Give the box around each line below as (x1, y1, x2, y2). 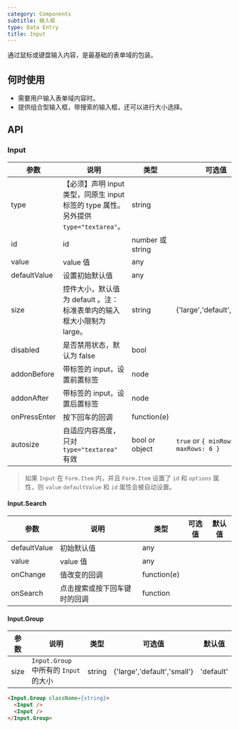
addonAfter (11, 393, 49, 403)
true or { (176, 435, 206, 445)
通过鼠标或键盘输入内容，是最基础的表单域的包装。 (7, 51, 157, 59)
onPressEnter (11, 411, 56, 421)
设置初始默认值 (63, 270, 113, 280)
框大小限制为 (63, 316, 106, 326)
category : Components (7, 10, 72, 18)
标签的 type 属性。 (63, 200, 125, 210)
